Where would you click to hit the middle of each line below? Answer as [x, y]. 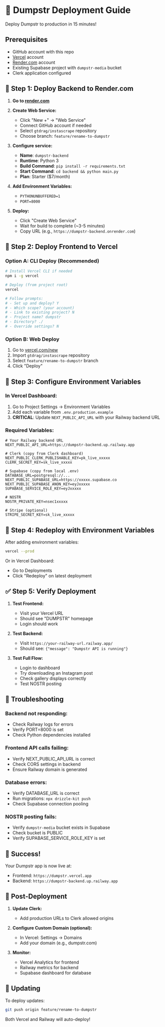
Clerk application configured [42, 73]
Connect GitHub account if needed [56, 125]
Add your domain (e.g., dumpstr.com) [58, 943]
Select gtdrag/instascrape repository [58, 130]
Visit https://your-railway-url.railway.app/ [66, 643]
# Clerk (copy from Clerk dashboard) [44, 454]
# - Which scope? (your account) [40, 308]
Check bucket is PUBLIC [38, 833]
